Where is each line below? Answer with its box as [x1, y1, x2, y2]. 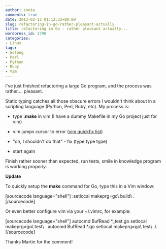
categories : [5, 36, 30, 41]
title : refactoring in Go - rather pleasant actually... [5, 26, 128, 32]
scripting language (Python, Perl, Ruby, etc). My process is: [5, 104, 129, 109]
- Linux [5, 41, 22, 46]
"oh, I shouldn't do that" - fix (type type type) [12, 138, 108, 144]
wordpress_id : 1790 [5, 31, 47, 36]
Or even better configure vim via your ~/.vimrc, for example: [5, 208, 131, 214]
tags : [5, 45, 17, 50]
